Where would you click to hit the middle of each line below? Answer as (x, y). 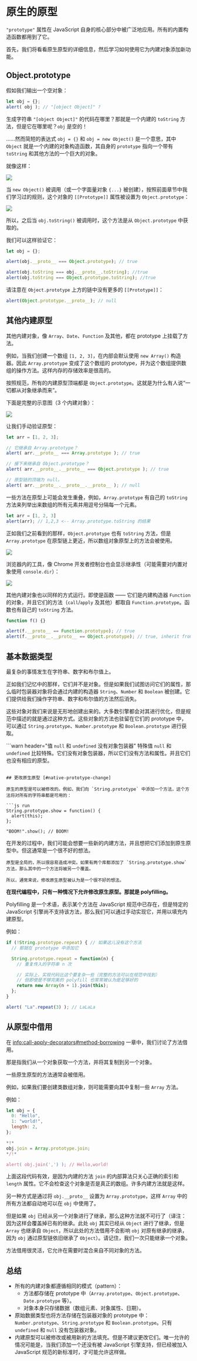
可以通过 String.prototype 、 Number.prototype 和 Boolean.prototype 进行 (94, 726)
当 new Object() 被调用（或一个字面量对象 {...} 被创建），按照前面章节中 (94, 189)
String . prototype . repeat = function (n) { (63, 959)
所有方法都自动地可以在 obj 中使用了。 (53, 1204)
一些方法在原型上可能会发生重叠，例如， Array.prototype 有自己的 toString (97, 497)
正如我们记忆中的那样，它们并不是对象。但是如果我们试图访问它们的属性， (96, 684)
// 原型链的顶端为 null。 (34, 480)
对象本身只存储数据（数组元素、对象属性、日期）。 (84, 1308)
